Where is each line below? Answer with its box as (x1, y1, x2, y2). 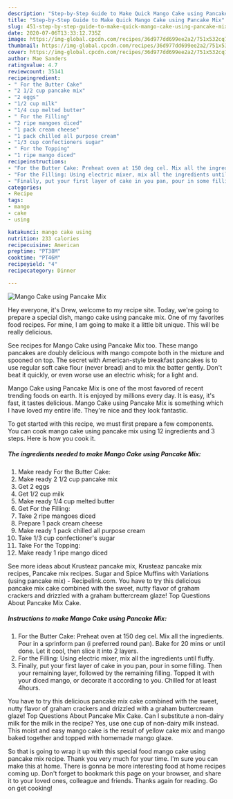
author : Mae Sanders (8, 55, 68, 62)
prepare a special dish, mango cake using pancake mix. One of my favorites (8, 313, 224, 321)
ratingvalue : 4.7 (8, 62, 58, 69)
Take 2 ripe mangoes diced (17, 512, 96, 520)
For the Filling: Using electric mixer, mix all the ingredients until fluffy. (17, 654, 215, 662)
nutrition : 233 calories (8, 235, 80, 242)
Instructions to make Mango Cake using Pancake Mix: (8, 614, 167, 623)
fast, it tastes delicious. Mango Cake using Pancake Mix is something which (8, 399, 224, 407)
